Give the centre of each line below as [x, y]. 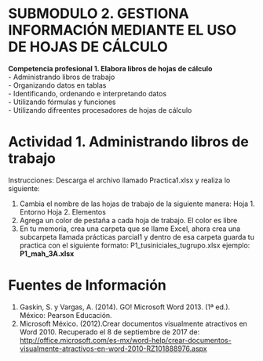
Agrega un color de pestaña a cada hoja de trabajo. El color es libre [128, 220]
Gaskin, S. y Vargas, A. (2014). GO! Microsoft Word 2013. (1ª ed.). [125, 307]
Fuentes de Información [88, 285]
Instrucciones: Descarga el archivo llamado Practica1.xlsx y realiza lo [119, 180]
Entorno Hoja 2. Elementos [62, 211]
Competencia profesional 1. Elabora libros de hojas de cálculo [110, 68]
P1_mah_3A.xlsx [47, 253]
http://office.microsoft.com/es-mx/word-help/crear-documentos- [125, 340]
